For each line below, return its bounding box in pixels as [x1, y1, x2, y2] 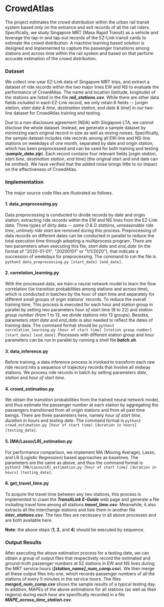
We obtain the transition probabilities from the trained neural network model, [5, 397, 160, 403]
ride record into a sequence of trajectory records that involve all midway [5, 364, 151, 370]
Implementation [5, 179, 44, 186]
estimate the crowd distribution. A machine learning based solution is [5, 40, 144, 46]
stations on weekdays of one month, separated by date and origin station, [5, 140, 154, 146]
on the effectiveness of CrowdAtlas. [5, 166, 77, 172]
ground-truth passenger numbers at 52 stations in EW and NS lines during [5, 560, 155, 566]
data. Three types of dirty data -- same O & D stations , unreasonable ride [5, 222, 154, 228]
